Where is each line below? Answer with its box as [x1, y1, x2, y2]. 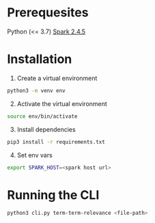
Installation [7, 51, 72, 67]
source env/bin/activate [7, 113, 78, 120]
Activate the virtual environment [16, 99, 107, 107]
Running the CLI [7, 187, 100, 202]
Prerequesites [7, 5, 89, 21]
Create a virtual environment [16, 74, 98, 82]
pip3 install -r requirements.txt [7, 138, 106, 145]
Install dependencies [16, 125, 76, 133]
